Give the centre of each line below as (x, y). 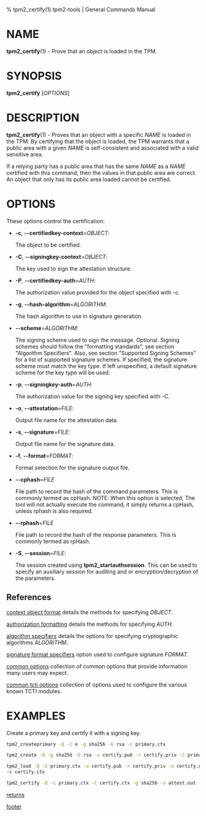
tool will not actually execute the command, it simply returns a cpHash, (105, 504)
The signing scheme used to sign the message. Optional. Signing (97, 340)
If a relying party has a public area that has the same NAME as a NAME (96, 166)
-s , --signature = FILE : (43, 432)
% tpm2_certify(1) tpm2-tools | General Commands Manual (81, 10)
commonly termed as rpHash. (53, 541)
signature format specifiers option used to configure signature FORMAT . (97, 654)
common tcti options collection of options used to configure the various (97, 685)
